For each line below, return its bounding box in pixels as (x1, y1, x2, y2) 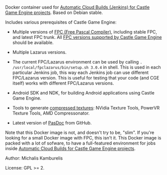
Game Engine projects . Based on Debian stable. (5, 9, 103, 15)
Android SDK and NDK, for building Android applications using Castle (12, 90, 155, 95)
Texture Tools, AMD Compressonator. (12, 110, 90, 116)
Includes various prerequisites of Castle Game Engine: (5, 19, 117, 25)
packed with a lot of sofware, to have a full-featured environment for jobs (5, 140, 156, 146)
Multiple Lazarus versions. (12, 49, 67, 55)
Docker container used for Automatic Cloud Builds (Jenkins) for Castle (5, 4, 150, 10)
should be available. (12, 39, 54, 45)
